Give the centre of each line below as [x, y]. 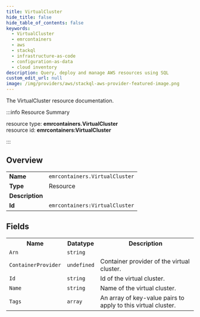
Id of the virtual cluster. [132, 278]
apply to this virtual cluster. [138, 305]
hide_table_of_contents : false [45, 23]
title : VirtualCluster [34, 12]
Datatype [81, 243]
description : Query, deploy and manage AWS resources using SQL [87, 73]
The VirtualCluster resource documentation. [60, 101]
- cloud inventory [35, 67]
